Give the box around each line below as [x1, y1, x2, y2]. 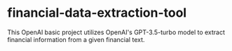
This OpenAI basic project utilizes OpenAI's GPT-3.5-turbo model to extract [7, 28, 226, 36]
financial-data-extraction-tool [7, 5, 187, 21]
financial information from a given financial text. [7, 35, 145, 43]
